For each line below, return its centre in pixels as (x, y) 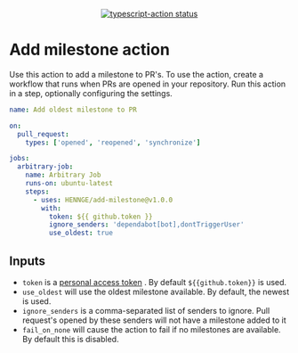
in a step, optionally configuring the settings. (91, 93)
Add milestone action (90, 50)
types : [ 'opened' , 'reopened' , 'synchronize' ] (113, 143)
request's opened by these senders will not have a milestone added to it (154, 320)
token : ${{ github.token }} (101, 217)
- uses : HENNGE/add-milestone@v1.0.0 (103, 200)
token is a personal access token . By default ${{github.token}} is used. (154, 282)
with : (52, 208)
